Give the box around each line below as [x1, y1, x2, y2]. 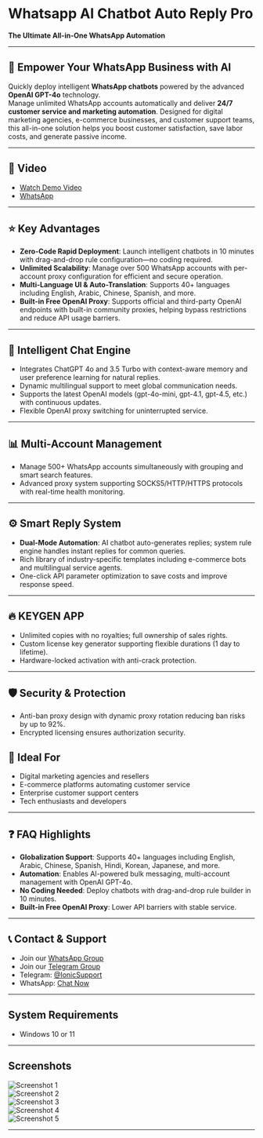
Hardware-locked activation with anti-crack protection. [19, 655, 197, 665]
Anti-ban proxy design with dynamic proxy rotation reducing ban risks [19, 711, 246, 720]
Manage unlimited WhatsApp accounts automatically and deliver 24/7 [8, 98, 233, 108]
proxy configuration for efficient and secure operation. [48, 272, 223, 281]
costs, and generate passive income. [8, 131, 128, 141]
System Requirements [8, 1009, 119, 1022]
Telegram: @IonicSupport [19, 970, 103, 979]
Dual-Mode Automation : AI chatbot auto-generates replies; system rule [19, 538, 252, 547]
